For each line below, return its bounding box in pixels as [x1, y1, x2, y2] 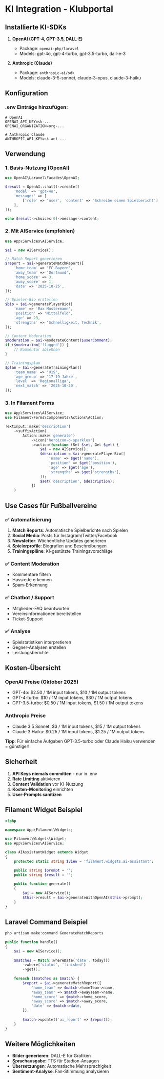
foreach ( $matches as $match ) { [14, 976, 80, 981]
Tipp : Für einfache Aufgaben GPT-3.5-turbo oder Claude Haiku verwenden [5, 738, 156, 744]
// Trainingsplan [5, 360, 41, 365]
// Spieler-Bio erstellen [5, 297, 58, 302]
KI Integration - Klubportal [5, 3, 114, 15]
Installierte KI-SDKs [5, 23, 67, 31]
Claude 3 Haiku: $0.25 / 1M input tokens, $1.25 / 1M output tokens [12, 728, 145, 734]
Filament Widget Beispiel [5, 805, 83, 814]
